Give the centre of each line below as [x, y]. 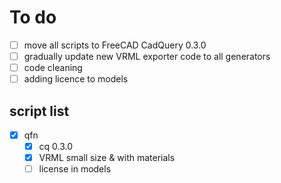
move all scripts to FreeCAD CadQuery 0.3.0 [115, 45]
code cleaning [53, 68]
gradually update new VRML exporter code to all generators [147, 56]
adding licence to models [76, 79]
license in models [75, 169]
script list [39, 111]
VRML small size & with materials [107, 158]
